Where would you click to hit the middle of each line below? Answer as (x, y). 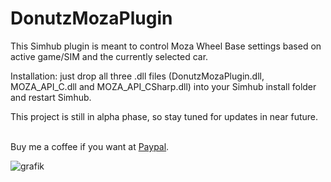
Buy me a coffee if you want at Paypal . (90, 146)
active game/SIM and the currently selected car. (109, 56)
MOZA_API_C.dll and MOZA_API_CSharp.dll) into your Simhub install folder (163, 86)
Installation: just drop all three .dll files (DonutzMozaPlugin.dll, (137, 76)
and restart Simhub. (51, 97)
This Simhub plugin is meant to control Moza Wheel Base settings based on (166, 46)
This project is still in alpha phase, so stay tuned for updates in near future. (164, 116)
